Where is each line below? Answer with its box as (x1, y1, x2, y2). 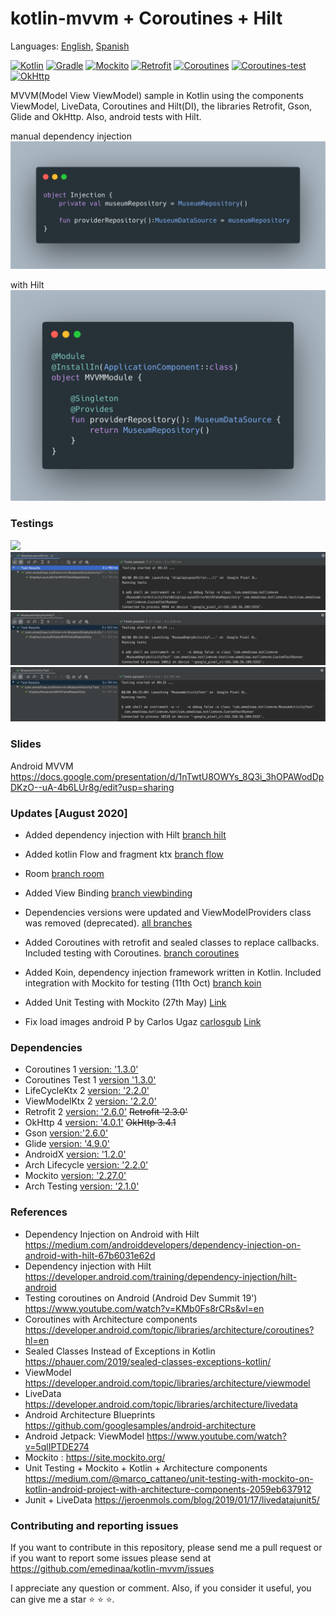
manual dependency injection (10, 130, 132, 142)
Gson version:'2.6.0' (24, 1127, 109, 1139)
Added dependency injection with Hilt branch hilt (24, 829, 227, 841)
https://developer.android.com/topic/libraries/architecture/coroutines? (24, 1323, 315, 1336)
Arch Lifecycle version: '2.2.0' (24, 1159, 149, 1171)
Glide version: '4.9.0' (24, 1138, 111, 1150)
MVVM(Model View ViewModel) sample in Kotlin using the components (10, 89, 304, 101)
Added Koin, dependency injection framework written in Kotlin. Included (24, 967, 322, 979)
